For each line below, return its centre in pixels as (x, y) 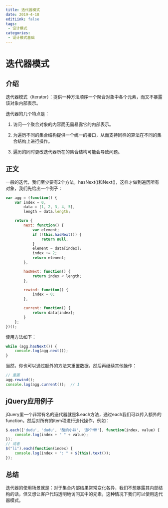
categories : (18, 33)
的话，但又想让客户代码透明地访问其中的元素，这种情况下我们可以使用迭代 (86, 494)
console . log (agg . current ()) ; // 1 (43, 384)
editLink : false (22, 19)
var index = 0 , (30, 202)
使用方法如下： (21, 337)
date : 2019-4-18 (22, 14)
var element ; (46, 230)
